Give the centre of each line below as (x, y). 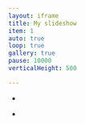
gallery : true (32, 53)
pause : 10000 (30, 61)
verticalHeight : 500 (43, 68)
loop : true (26, 46)
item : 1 (21, 31)
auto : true (26, 38)
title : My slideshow (43, 23)
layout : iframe (34, 16)
